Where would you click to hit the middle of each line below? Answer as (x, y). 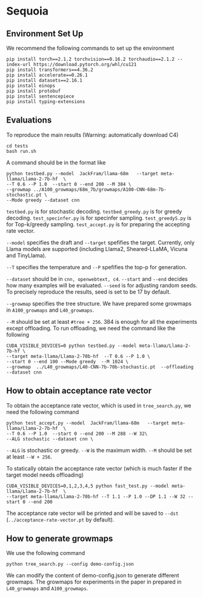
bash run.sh (21, 151)
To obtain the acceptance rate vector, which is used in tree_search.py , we (99, 405)
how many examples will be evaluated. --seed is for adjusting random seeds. (102, 285)
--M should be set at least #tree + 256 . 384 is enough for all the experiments (102, 321)
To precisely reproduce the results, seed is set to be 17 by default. (88, 292)
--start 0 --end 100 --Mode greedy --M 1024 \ (68, 361)
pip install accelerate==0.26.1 (47, 75)
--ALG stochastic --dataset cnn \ (50, 439)
